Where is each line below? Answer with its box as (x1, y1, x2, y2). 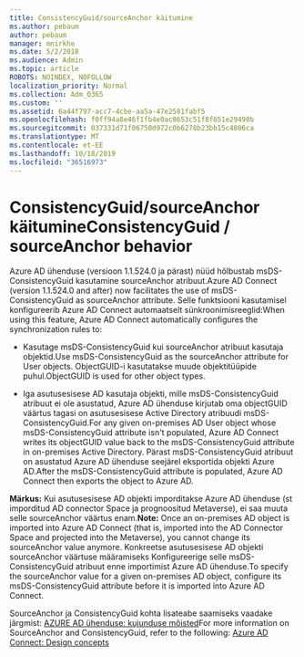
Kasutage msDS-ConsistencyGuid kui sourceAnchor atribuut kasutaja (22, 341, 284, 352)
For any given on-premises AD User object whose (89, 417, 277, 429)
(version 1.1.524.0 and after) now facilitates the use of (9, 285, 209, 297)
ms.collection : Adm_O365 (9, 89, 104, 99)
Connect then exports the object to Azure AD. (22, 475, 194, 486)
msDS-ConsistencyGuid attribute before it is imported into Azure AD (9, 580, 266, 591)
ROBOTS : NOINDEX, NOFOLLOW (9, 73, 112, 82)
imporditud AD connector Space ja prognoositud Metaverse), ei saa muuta (9, 503, 289, 514)
